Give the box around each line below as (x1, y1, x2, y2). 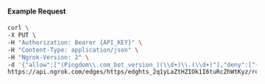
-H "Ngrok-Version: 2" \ (7, 53, 89, 61)
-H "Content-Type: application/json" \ (7, 46, 139, 54)
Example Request (7, 6, 66, 16)
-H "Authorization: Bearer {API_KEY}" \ (7, 38, 143, 47)
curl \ (7, 24, 29, 32)
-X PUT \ (7, 32, 36, 40)
